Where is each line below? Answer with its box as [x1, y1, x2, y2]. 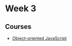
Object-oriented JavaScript [12, 35, 67, 41]
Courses [5, 23, 32, 31]
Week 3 [5, 3, 36, 14]
